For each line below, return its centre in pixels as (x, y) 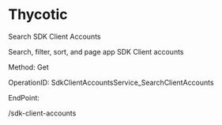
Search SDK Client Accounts (55, 36)
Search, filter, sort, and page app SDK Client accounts (96, 51)
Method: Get (28, 67)
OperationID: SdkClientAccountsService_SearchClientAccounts (111, 82)
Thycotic (38, 15)
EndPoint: (24, 97)
